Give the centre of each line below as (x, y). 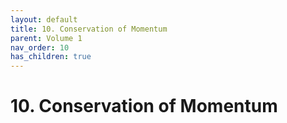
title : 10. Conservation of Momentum (89, 29)
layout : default (44, 19)
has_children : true (51, 57)
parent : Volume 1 (46, 38)
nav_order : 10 (40, 47)
